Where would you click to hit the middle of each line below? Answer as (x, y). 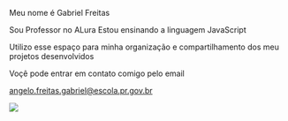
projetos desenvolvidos (52, 56)
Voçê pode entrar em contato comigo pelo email (97, 73)
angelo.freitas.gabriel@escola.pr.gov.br (81, 91)
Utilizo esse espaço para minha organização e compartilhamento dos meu (144, 47)
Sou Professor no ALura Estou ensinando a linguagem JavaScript (128, 30)
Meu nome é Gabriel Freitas (60, 13)
